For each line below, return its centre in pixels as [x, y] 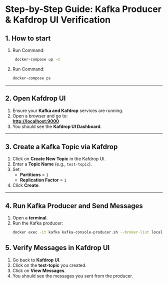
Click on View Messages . [39, 270]
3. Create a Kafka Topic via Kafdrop [61, 147]
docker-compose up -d [37, 59]
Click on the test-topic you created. [49, 265]
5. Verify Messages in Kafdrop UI [57, 248]
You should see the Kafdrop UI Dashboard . [57, 126]
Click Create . [26, 185]
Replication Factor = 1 [43, 180]
